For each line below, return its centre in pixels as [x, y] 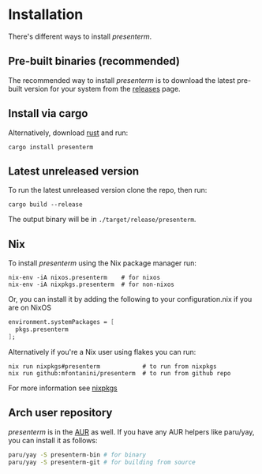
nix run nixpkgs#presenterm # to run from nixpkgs [112, 366]
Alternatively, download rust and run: [68, 133]
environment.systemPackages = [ [61, 322]
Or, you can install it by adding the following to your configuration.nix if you [130, 299]
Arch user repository [60, 413]
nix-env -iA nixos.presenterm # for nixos [84, 278]
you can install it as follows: [53, 440]
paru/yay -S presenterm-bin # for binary [77, 455]
